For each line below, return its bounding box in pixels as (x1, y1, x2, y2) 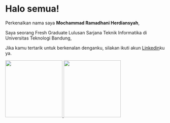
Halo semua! (5, 3, 59, 15)
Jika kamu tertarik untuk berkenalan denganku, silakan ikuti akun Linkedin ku (5, 45, 165, 51)
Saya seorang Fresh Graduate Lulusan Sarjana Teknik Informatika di (5, 29, 147, 35)
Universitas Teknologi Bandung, (5, 35, 72, 41)
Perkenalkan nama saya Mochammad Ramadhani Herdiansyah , (5, 20, 140, 26)
